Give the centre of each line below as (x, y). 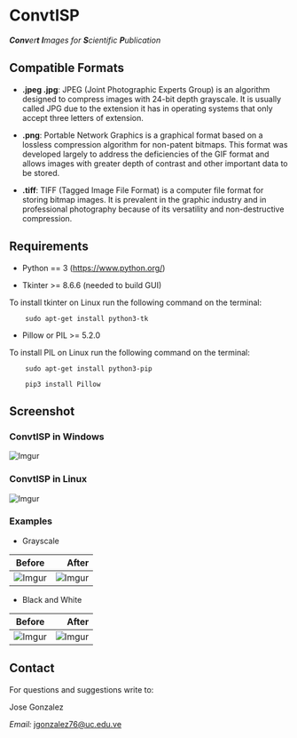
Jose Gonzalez (36, 707)
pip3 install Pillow (63, 384)
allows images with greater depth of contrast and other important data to (155, 163)
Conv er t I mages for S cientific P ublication (85, 40)
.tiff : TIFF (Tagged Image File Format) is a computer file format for (143, 190)
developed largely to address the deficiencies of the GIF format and (145, 154)
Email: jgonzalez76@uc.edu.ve (66, 724)
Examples (31, 521)
